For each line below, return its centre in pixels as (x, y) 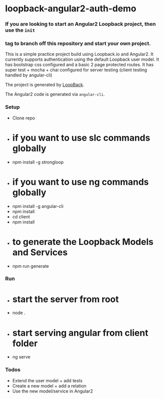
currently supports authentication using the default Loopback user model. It (82, 59)
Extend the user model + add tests (47, 380)
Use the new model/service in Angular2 (52, 391)
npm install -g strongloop (38, 162)
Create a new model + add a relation (49, 386)
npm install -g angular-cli (38, 206)
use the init (20, 30)
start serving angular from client (80, 333)
